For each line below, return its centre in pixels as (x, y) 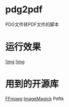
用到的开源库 (32, 84)
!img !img (15, 61)
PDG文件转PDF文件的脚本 (32, 24)
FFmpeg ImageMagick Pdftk (35, 98)
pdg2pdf (24, 10)
